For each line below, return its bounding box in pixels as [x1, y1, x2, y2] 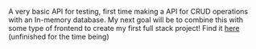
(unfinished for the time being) [8, 32, 109, 41]
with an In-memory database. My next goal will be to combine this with [8, 15, 244, 24]
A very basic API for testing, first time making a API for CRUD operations [8, 7, 248, 16]
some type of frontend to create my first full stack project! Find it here [8, 24, 240, 32]
